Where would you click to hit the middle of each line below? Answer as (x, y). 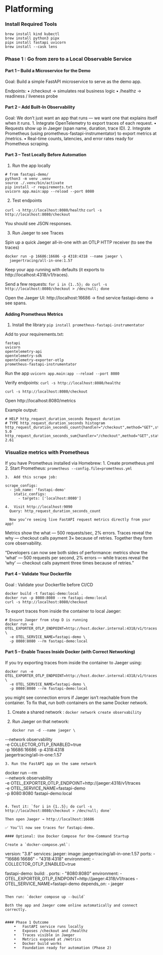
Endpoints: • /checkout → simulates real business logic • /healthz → (73, 91)
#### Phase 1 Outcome (27, 922)
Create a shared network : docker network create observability (77, 712)
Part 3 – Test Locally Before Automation (46, 155)
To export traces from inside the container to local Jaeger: (63, 611)
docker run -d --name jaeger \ (44, 730)
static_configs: (30, 494)
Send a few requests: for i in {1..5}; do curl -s (56, 284)
